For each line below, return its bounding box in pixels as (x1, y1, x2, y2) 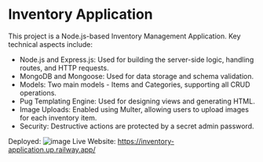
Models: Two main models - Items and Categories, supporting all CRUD (19, 80, 250, 89)
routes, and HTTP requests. (19, 63, 109, 72)
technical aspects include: (8, 39, 93, 49)
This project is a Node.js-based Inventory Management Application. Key (8, 31, 241, 41)
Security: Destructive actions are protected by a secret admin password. (19, 121, 254, 131)
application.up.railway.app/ (8, 145, 96, 154)
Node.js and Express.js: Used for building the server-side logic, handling (19, 55, 254, 64)
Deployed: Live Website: (8, 136, 116, 146)
